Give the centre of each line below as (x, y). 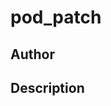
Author (32, 54)
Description (47, 87)
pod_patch (56, 17)
